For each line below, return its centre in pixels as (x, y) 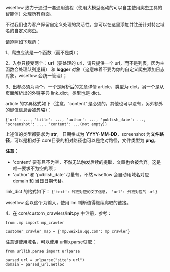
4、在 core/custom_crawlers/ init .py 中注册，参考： (59, 213)
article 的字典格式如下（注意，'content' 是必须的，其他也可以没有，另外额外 (84, 104)
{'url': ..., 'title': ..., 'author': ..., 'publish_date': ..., (75, 120)
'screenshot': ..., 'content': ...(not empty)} (56, 124)
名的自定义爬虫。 (23, 31)
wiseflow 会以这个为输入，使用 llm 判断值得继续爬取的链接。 (68, 202)
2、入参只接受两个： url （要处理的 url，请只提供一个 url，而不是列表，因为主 (85, 63)
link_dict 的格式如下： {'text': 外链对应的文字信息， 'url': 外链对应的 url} (81, 192)
